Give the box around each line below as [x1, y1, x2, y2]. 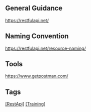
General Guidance [5, 4, 62, 13]
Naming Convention [5, 32, 69, 41]
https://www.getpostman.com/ [5, 73, 68, 79]
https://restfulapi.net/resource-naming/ [5, 45, 86, 51]
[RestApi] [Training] [5, 101, 46, 107]
